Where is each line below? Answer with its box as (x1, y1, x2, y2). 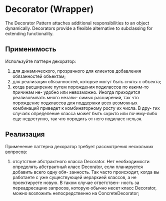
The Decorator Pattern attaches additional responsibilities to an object (5, 20, 149, 26)
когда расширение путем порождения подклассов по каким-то (12, 84, 149, 90)
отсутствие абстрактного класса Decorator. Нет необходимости (12, 158, 150, 164)
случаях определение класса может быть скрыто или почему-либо (12, 110, 157, 116)
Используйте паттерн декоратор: (5, 58, 76, 64)
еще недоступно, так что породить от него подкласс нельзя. (12, 116, 142, 122)
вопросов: (5, 149, 27, 155)
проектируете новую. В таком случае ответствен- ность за (12, 180, 139, 186)
